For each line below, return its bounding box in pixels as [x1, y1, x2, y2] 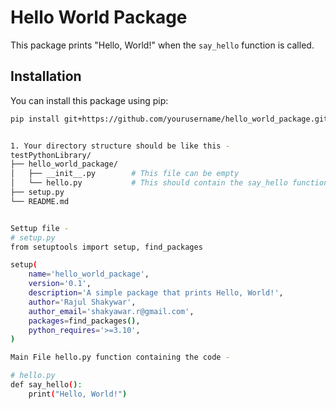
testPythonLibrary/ [10, 150, 92, 160]
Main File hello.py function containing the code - [10, 352, 230, 363]
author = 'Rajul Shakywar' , [28, 297, 137, 307]
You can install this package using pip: [10, 94, 169, 106]
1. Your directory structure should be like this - [10, 141, 230, 151]
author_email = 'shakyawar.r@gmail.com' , [28, 306, 195, 316]
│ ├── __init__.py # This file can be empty [10, 169, 240, 179]
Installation [10, 68, 82, 85]
